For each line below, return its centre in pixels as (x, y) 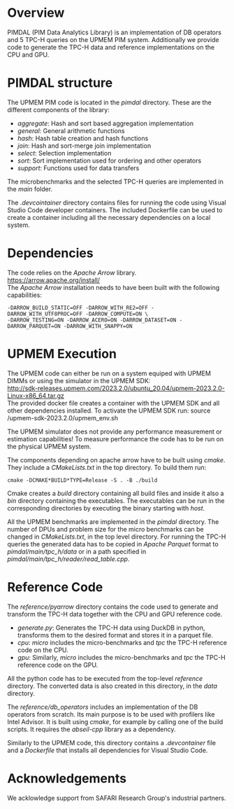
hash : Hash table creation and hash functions (83, 138)
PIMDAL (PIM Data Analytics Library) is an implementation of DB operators (115, 32)
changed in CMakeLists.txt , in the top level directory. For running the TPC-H (117, 537)
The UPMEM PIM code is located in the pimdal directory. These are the (109, 102)
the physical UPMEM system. (50, 446)
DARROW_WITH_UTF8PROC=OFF (45, 314)
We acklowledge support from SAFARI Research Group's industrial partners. (117, 798)
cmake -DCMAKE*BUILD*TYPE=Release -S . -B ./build (82, 480)
